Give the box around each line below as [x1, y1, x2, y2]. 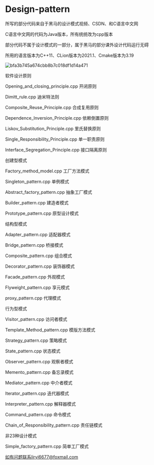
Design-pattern [5, 3, 71, 15]
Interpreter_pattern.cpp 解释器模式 [5, 401, 76, 407]
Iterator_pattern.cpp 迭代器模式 [5, 390, 70, 396]
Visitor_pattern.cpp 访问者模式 [5, 316, 68, 322]
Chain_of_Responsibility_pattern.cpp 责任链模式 [5, 422, 103, 428]
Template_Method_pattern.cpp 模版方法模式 [5, 326, 95, 332]
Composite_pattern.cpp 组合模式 [5, 253, 72, 259]
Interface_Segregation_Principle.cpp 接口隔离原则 [5, 147, 107, 153]
